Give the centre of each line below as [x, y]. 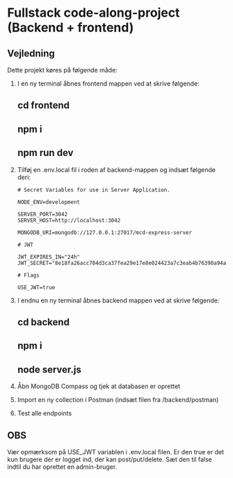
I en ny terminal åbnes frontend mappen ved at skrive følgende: [108, 84]
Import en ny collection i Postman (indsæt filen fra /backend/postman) [118, 400]
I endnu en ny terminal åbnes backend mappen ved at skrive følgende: [118, 300]
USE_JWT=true [36, 287]
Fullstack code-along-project [94, 13]
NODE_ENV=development [48, 202]
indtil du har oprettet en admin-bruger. [62, 467]
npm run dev [45, 153]
